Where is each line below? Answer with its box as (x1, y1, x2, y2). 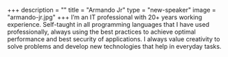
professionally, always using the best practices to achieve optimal (7, 27, 197, 36)
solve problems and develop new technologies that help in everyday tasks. (7, 43, 222, 50)
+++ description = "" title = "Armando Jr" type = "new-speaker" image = (7, 6, 216, 14)
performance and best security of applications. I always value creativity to (7, 35, 220, 43)
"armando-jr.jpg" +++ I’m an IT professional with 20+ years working (7, 13, 202, 21)
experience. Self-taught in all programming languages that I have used (7, 21, 210, 28)
